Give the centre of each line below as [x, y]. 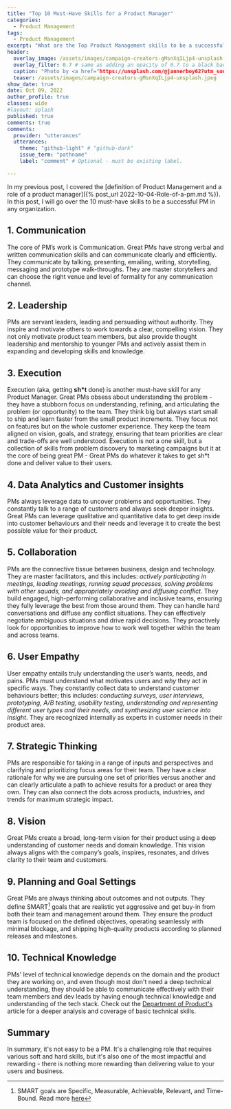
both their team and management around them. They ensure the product [110, 914]
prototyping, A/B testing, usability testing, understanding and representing [113, 703]
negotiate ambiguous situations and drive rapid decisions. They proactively [113, 620]
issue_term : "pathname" [54, 155]
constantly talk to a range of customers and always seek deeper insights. [111, 509]
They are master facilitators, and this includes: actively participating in [107, 576]
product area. [26, 725]
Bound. [27, 1099]
